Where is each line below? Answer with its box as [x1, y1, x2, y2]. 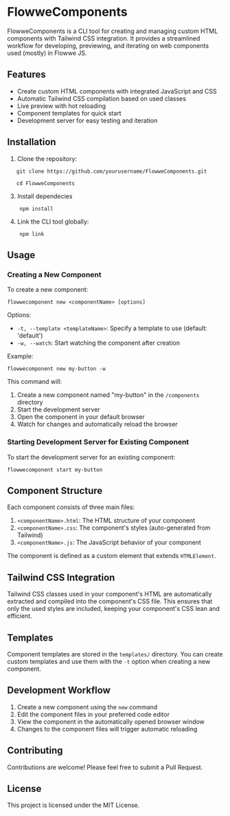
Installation [7, 136, 56, 148]
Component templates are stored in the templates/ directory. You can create [7, 649, 223, 658]
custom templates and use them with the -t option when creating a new [7, 657, 211, 665]
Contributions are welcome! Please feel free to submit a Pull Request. [7, 763, 203, 771]
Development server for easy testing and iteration [16, 116, 158, 125]
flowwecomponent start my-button [7, 466, 103, 473]
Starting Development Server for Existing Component [7, 438, 189, 447]
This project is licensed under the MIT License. [7, 801, 140, 809]
